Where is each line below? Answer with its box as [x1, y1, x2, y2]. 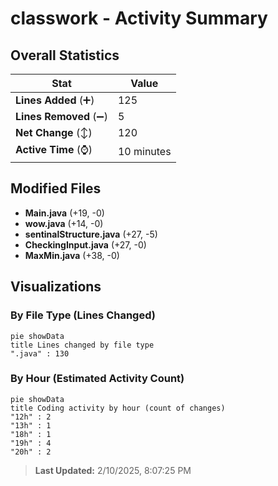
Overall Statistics [10, 47, 120, 64]
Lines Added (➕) [15, 93, 95, 107]
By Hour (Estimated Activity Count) [10, 372, 185, 386]
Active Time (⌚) [15, 143, 93, 156]
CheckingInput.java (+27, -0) [24, 238, 147, 251]
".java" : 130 [10, 348, 70, 359]
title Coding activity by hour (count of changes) [10, 403, 226, 413]
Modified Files [10, 180, 102, 197]
